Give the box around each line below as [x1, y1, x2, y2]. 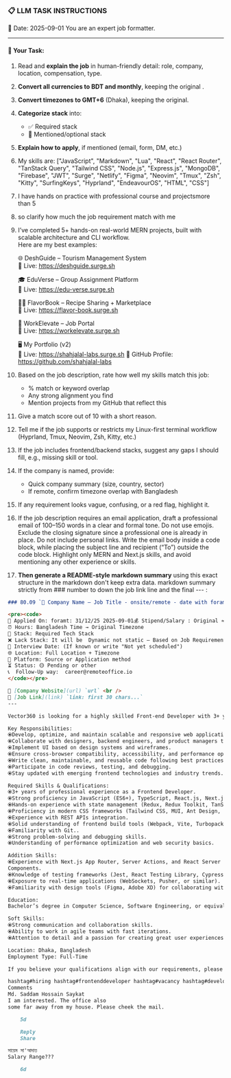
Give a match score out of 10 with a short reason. [17, 412, 157, 420]
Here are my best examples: [17, 240, 98, 249]
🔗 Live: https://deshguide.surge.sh [17, 261, 116, 269]
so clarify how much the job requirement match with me [17, 212, 176, 221]
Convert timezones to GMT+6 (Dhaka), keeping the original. [17, 96, 189, 104]
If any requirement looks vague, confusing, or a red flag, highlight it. [17, 500, 210, 509]
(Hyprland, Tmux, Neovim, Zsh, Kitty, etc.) [17, 432, 136, 441]
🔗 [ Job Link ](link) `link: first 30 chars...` [8, 694, 143, 701]
